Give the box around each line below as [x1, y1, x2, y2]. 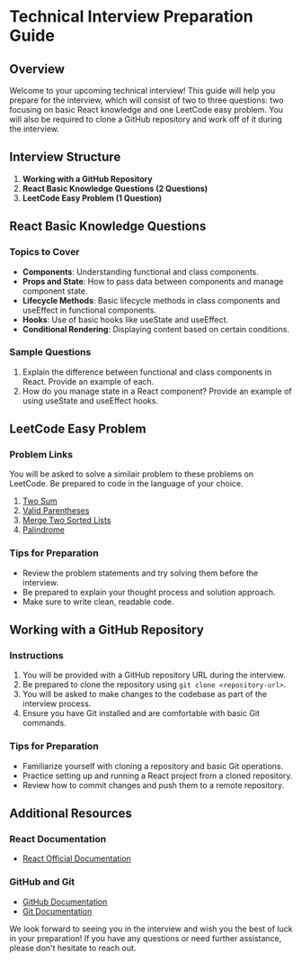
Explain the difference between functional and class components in [22, 367, 272, 377]
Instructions [9, 649, 65, 662]
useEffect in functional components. [22, 304, 157, 315]
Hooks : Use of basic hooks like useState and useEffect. [22, 313, 229, 325]
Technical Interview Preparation [9, 6, 253, 27]
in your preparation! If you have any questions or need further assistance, [9, 932, 282, 943]
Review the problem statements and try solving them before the [22, 567, 259, 578]
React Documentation [9, 833, 107, 846]
